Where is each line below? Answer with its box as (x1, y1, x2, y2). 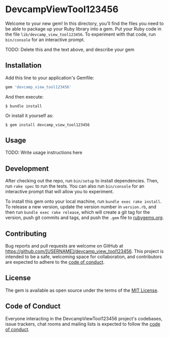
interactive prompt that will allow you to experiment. (5, 189, 114, 195)
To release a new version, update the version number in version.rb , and (5, 204, 157, 210)
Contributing (5, 229, 47, 238)
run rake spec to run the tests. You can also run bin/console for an (5, 183, 145, 189)
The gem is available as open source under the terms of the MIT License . (5, 287, 159, 293)
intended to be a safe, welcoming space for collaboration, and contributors (5, 254, 162, 260)
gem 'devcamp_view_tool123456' (5, 84, 72, 89)
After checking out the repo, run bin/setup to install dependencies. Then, (5, 178, 159, 184)
